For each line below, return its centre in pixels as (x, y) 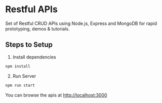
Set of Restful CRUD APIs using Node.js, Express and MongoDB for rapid (81, 23)
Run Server (24, 76)
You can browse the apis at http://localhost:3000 (56, 95)
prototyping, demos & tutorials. (37, 28)
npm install (18, 66)
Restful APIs (32, 9)
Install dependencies (34, 57)
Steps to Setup (29, 45)
